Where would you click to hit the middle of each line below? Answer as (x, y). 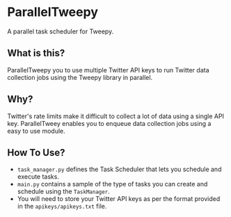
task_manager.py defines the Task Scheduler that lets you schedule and (119, 169)
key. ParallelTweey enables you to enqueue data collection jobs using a (109, 123)
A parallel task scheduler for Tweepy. (61, 31)
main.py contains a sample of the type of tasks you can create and (112, 184)
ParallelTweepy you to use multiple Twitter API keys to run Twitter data (109, 70)
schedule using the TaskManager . (63, 191)
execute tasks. (38, 177)
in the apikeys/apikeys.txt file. (62, 207)
